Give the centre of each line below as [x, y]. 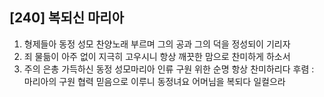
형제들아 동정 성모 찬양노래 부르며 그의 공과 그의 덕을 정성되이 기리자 [157, 44]
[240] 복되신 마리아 [66, 18]
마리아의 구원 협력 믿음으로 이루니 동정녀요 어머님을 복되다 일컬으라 [154, 81]
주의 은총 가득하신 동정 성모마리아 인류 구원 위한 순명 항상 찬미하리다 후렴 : [169, 69]
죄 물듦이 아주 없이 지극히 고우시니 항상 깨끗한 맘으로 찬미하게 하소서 [157, 56]
